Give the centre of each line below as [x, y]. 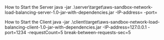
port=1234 [16, 32]
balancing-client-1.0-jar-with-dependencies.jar [53, 27]
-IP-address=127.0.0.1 [125, 27]
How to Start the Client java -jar [37, 22]
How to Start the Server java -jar [38, 7]
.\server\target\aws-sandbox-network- [113, 7]
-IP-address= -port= [136, 12]
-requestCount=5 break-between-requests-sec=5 [79, 32]
